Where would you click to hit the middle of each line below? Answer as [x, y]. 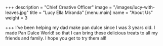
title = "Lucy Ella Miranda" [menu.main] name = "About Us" [91, 12]
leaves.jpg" [17, 12]
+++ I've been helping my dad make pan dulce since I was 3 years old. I [80, 27]
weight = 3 [16, 18]
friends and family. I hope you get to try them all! [56, 38]
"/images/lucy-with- [134, 7]
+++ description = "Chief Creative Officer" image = [59, 7]
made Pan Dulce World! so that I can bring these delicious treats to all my [81, 33]
